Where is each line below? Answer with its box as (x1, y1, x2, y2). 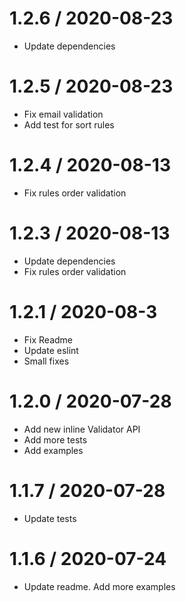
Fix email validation (23, 108, 104, 120)
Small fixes (23, 355, 70, 367)
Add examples (23, 444, 84, 456)
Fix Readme (23, 333, 73, 346)
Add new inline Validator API (23, 423, 141, 435)
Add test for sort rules (23, 118, 115, 131)
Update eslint (23, 344, 79, 356)
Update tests (23, 512, 77, 524)
